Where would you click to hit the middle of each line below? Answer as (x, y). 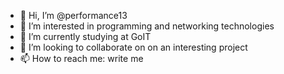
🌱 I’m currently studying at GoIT (85, 36)
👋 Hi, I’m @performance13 (73, 15)
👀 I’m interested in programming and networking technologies (147, 26)
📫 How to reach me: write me (81, 58)
